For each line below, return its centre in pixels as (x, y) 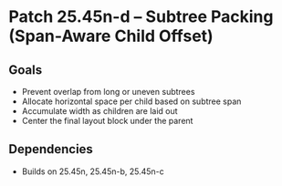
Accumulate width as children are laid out (100, 111)
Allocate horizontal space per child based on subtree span (131, 101)
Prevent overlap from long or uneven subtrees (108, 92)
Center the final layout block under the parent (107, 121)
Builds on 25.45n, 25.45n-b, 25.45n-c (93, 171)
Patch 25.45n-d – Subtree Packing (141, 17)
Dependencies (51, 149)
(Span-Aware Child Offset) (111, 36)
